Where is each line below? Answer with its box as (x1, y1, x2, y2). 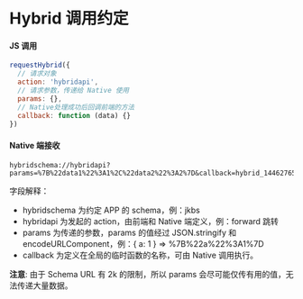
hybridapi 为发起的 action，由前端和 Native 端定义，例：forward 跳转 (22, 215, 280, 226)
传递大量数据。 (16, 280, 73, 291)
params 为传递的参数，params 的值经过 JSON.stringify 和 (22, 227, 237, 238)
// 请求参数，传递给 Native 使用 (17, 86, 129, 95)
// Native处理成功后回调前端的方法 (17, 103, 135, 112)
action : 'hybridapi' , (17, 77, 99, 86)
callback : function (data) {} (17, 111, 131, 120)
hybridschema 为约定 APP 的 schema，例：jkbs (22, 204, 200, 215)
